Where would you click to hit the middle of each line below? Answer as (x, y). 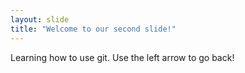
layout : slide (40, 19)
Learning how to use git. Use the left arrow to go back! (122, 57)
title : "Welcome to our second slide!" (93, 29)
